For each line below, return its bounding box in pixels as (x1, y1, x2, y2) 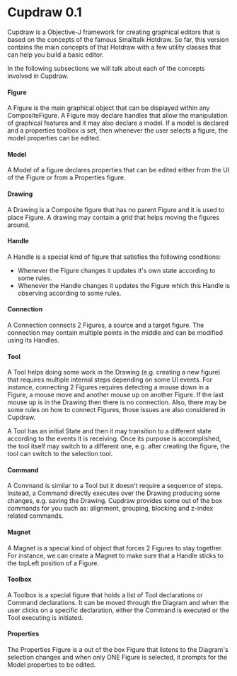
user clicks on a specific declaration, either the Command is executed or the (7, 606, 230, 614)
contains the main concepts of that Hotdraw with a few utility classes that (7, 43, 221, 51)
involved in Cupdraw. (7, 72, 69, 80)
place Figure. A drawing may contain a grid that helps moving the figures (7, 213, 220, 221)
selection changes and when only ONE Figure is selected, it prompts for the (7, 653, 228, 661)
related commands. (7, 511, 64, 520)
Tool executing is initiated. (7, 613, 83, 621)
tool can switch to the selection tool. (7, 450, 113, 458)
